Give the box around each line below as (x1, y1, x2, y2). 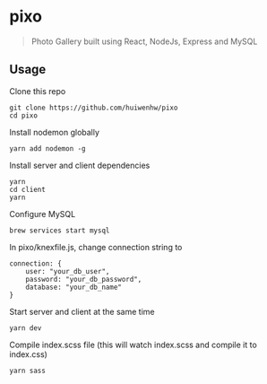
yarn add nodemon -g (9, 144, 87, 153)
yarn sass (9, 366, 47, 375)
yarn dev (9, 323, 42, 333)
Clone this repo (9, 85, 66, 96)
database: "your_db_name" (25, 283, 123, 292)
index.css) (9, 348, 47, 360)
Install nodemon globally (9, 127, 100, 137)
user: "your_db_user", (25, 266, 110, 275)
